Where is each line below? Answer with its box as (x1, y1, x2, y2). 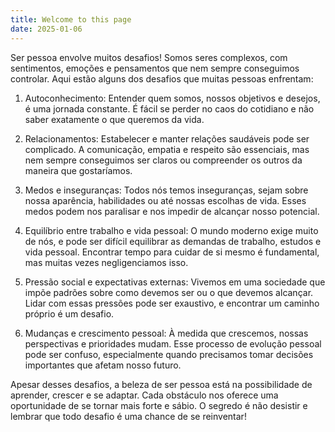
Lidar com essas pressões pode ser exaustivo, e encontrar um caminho (24, 297, 320, 309)
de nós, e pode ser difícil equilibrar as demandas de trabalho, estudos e (24, 235, 322, 247)
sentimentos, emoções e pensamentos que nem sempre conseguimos (10, 62, 300, 74)
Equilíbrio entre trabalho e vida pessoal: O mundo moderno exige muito (24, 224, 319, 236)
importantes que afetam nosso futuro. (24, 359, 182, 371)
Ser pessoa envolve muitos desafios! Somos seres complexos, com (10, 51, 288, 63)
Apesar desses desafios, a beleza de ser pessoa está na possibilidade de (10, 378, 313, 390)
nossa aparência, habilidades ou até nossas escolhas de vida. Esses (24, 194, 307, 206)
